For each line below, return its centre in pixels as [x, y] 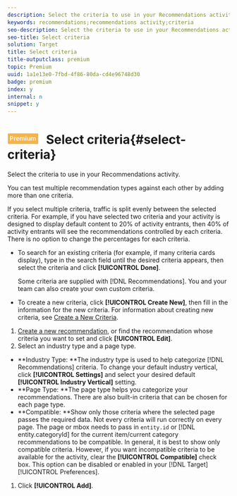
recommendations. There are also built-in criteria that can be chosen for [122, 397]
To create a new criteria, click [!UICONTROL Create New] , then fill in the [123, 302]
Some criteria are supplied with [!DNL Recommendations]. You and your [122, 281]
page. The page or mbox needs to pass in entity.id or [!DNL [106, 427]
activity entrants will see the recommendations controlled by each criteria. [115, 232]
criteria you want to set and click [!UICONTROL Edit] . [95, 339]
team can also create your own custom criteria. [86, 289]
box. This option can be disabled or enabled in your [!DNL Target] [113, 464]
